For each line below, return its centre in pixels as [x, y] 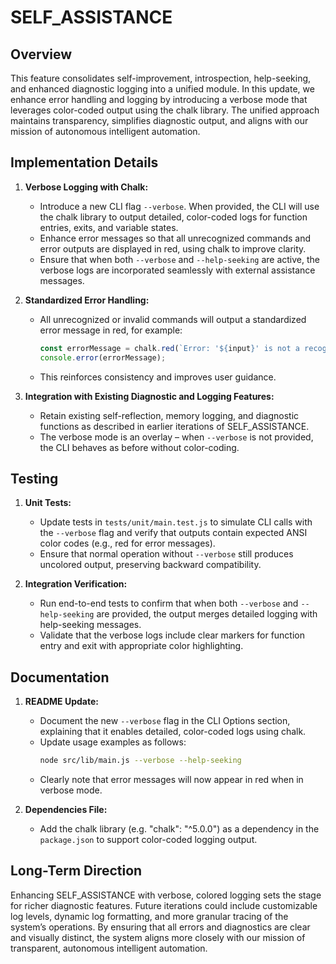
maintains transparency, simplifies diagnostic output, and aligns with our [159, 120]
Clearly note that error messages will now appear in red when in [171, 780]
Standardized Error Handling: [87, 300]
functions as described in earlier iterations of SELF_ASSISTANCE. [174, 426]
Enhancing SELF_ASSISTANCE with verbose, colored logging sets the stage [166, 895]
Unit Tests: [48, 503]
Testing [34, 478]
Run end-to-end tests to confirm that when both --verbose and [169, 603]
